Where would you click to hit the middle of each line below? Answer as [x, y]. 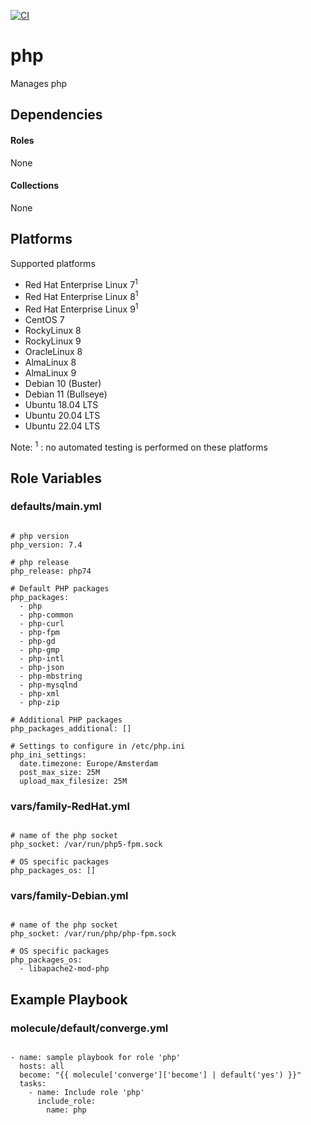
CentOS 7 [44, 319]
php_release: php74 [51, 571]
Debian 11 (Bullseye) [66, 394]
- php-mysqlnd [48, 685]
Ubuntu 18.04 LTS [61, 404]
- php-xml [39, 693]
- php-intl [42, 658]
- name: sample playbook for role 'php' [96, 1058]
